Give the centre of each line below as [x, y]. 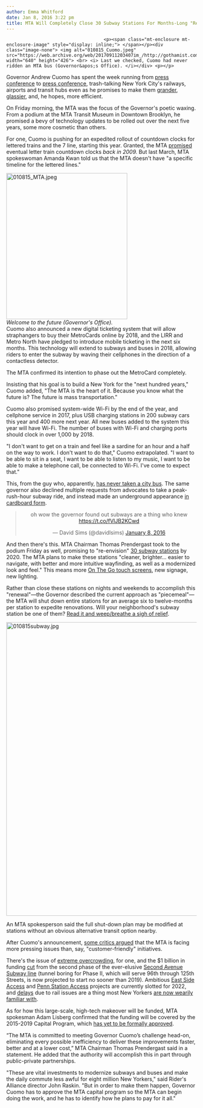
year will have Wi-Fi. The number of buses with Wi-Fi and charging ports [97, 428]
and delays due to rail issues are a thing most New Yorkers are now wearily [100, 993]
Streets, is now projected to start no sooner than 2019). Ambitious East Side [100, 980]
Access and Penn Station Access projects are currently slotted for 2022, [96, 986]
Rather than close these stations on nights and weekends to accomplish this [101, 588]
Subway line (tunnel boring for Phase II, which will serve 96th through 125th [100, 973]
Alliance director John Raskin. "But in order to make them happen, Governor [101, 1086]
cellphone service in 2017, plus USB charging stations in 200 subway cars [98, 415]
